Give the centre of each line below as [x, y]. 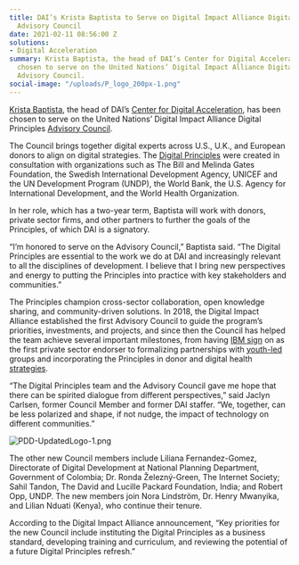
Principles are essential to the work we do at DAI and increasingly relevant [145, 256]
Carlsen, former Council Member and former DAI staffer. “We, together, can [148, 404]
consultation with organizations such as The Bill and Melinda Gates [132, 164]
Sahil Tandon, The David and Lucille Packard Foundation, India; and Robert [146, 486]
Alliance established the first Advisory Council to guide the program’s [136, 320]
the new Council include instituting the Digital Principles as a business [137, 532]
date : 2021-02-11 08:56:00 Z [63, 34]
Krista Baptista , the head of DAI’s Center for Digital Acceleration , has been [145, 109]
